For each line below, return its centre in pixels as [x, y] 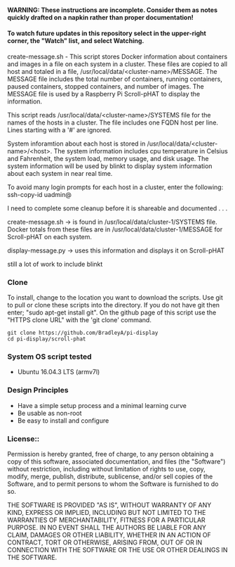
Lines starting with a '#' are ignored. [60, 129]
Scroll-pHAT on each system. [50, 236]
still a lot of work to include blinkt [55, 264]
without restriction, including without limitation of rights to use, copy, [106, 469]
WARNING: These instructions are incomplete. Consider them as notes [112, 10]
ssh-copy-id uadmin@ [40, 194]
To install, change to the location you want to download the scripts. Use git [115, 298]
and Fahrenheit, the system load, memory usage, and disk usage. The [108, 158]
